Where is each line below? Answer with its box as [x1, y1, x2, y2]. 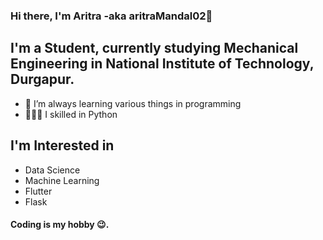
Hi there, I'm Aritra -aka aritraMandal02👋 [10, 9, 213, 23]
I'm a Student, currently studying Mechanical [10, 40, 299, 57]
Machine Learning [24, 174, 100, 186]
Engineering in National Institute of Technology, [10, 55, 315, 73]
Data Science [24, 164, 81, 176]
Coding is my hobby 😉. [10, 219, 110, 231]
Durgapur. [10, 71, 75, 88]
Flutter [24, 185, 53, 197]
